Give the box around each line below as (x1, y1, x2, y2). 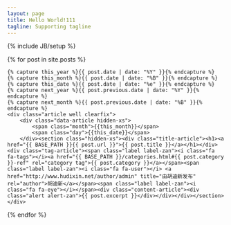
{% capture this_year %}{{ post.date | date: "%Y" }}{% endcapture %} (7, 69, 215, 76)
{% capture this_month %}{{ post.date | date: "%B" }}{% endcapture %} (7, 75, 218, 82)
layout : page (7, 10, 45, 17)
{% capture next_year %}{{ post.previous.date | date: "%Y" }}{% (7, 87, 199, 94)
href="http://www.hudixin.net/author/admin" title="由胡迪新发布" (7, 173, 196, 180)
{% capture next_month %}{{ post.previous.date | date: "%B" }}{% (7, 99, 203, 106)
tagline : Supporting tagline (7, 23, 91, 30)
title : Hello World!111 (7, 17, 76, 24)
